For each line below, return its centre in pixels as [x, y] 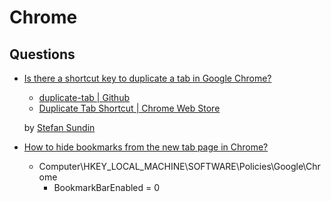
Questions [42, 54]
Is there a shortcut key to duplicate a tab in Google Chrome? [147, 78]
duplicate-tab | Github [84, 97]
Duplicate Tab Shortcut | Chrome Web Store [129, 108]
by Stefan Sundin [59, 127]
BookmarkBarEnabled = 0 [107, 187]
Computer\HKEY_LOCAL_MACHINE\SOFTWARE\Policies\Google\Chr [179, 166]
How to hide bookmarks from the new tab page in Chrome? [146, 147]
